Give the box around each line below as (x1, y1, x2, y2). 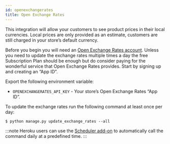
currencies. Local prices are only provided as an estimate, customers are (5, 32, 158, 38)
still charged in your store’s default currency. (5, 37, 98, 43)
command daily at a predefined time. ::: (5, 133, 87, 139)
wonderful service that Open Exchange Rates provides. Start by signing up (5, 63, 161, 69)
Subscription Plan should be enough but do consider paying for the (5, 57, 146, 64)
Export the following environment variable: (5, 78, 94, 84)
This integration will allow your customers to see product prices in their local (5, 26, 165, 32)
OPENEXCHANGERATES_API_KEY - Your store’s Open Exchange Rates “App (12, 88, 158, 94)
